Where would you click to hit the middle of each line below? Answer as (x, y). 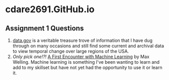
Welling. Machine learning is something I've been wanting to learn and (86, 62)
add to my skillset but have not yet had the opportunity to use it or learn (87, 68)
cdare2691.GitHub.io (50, 9)
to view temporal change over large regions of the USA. (71, 51)
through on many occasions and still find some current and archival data (88, 46)
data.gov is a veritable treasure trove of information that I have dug (82, 40)
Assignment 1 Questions (45, 28)
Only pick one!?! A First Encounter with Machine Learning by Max (81, 57)
